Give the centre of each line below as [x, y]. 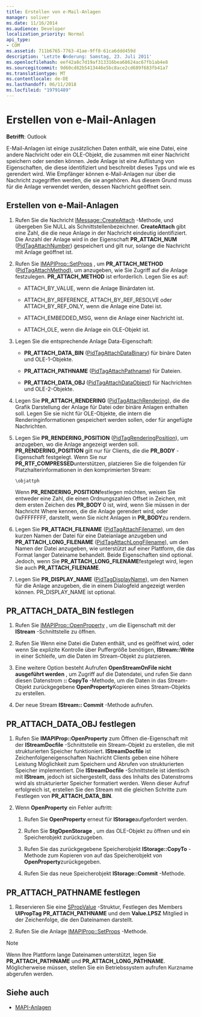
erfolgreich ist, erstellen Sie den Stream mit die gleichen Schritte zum [101, 790]
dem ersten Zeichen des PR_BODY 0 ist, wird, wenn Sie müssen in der [102, 505]
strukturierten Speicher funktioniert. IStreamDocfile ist [83, 751]
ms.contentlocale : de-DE [37, 79]
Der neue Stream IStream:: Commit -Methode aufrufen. [84, 705]
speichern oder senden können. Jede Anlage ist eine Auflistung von [90, 161]
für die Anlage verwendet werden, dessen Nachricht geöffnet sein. [89, 187]
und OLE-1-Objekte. [48, 359]
